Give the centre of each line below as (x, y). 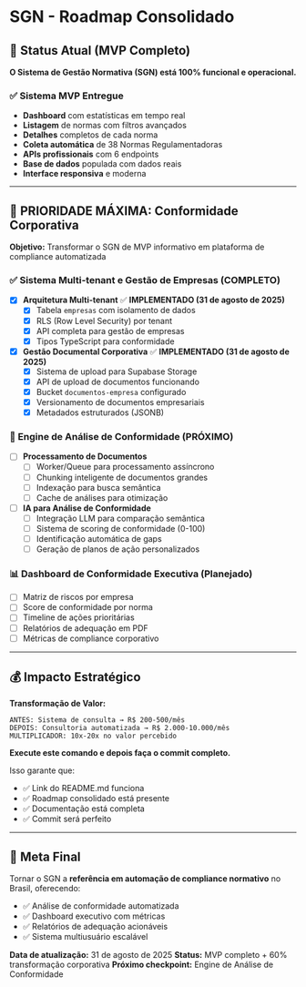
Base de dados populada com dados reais (102, 164)
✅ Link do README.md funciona (83, 789)
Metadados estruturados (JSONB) (100, 412)
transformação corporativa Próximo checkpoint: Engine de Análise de (142, 965)
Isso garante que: (42, 770)
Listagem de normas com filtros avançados (104, 126)
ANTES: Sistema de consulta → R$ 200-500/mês (97, 720)
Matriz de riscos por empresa (78, 597)
